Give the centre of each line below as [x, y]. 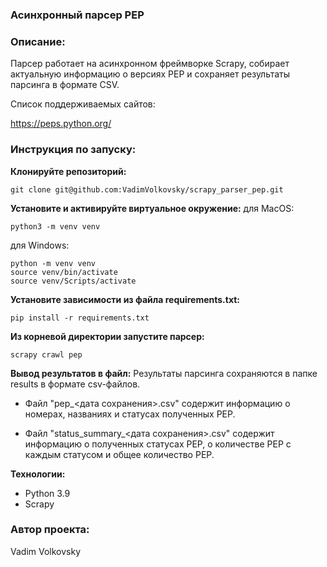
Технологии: [38, 474]
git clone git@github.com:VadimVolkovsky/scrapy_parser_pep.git [147, 189]
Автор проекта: [50, 530]
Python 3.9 [47, 493]
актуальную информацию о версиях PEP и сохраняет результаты [150, 74]
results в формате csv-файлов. [75, 384]
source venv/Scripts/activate [73, 281]
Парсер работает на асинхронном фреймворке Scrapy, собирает [150, 64]
